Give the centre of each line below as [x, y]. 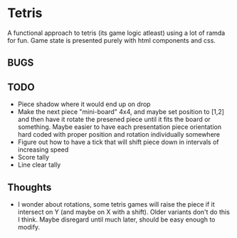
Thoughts [30, 187]
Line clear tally [39, 165]
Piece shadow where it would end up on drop [84, 104]
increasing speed [43, 150]
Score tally [33, 157]
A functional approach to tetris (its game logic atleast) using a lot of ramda [116, 33]
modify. [29, 227]
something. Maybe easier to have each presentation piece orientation [120, 127]
